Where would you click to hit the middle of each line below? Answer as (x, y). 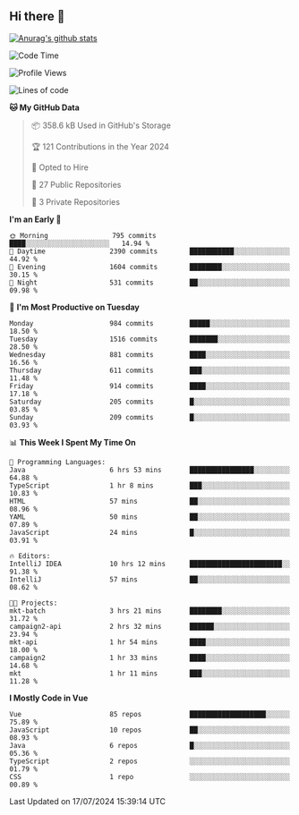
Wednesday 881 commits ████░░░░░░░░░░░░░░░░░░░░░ (150, 354)
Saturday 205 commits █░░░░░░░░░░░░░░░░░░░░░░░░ (150, 402)
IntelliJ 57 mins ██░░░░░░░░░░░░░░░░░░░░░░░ (150, 579)
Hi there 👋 (37, 17)
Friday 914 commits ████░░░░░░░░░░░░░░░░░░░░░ (150, 386)
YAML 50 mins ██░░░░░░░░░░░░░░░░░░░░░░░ (150, 517)
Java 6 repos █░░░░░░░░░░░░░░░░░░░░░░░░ (150, 745)
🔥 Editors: (30, 556)
